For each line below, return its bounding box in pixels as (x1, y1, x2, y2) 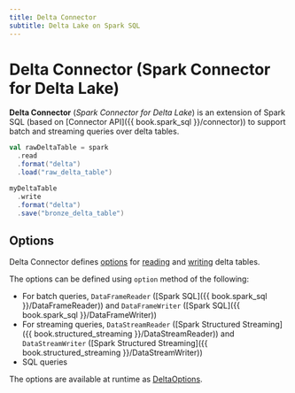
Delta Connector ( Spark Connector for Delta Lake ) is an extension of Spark (9, 107, 286, 118)
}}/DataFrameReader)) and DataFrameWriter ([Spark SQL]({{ (21, 300, 241, 311)
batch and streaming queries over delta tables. (9, 126, 180, 137)
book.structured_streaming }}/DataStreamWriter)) (21, 347, 203, 358)
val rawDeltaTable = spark (9, 143, 109, 152)
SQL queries (21, 357, 68, 367)
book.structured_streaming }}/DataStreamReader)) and (34, 328, 235, 339)
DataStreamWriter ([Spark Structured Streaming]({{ (21, 338, 208, 349)
